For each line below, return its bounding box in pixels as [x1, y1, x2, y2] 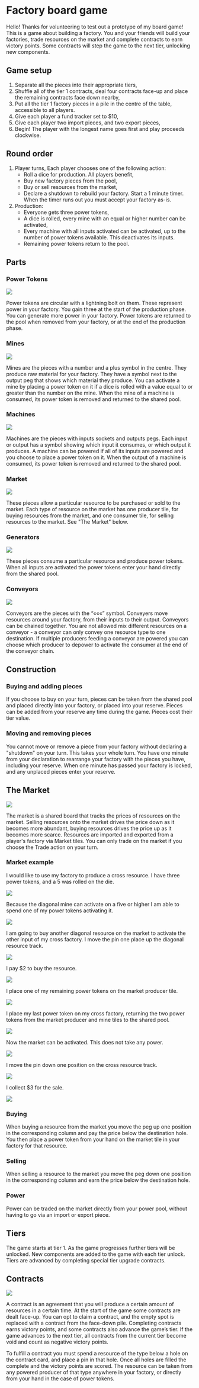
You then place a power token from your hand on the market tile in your [6, 1136, 180, 1143]
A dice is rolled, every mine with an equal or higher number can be [23, 214, 186, 222]
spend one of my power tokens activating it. [6, 907, 114, 914]
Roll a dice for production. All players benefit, [23, 171, 134, 178]
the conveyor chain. [6, 647, 54, 655]
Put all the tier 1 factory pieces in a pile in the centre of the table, [14, 100, 172, 107]
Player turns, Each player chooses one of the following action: [14, 164, 166, 172]
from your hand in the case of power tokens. [6, 1375, 115, 1382]
